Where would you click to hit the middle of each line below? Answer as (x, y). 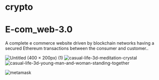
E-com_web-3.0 (39, 30)
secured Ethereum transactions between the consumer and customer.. (77, 49)
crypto (19, 7)
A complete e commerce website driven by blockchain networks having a (80, 43)
